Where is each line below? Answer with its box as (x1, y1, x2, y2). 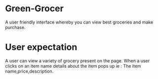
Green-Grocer (5, 3, 64, 14)
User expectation (5, 42, 78, 53)
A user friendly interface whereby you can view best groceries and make (5, 19, 154, 25)
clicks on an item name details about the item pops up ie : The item (5, 63, 142, 69)
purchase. (5, 24, 26, 30)
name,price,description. (5, 68, 54, 74)
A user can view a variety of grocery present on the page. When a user (5, 57, 150, 64)
